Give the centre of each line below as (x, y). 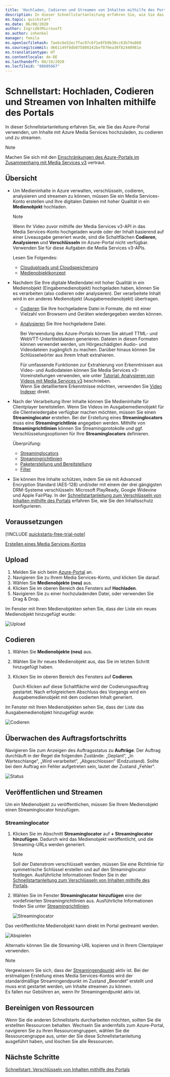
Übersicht (21, 178)
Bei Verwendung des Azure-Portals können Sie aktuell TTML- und (89, 333)
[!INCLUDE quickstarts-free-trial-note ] (45, 534)
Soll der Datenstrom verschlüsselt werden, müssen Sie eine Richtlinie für (88, 864)
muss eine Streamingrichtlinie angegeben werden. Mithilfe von (79, 423)
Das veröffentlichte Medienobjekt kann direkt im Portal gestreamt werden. (82, 926)
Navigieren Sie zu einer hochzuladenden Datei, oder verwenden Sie (83, 593)
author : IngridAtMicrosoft (34, 29)
